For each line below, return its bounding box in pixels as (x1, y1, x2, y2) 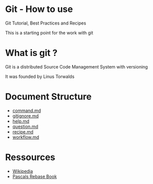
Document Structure (5, 91, 92, 102)
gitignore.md (12, 112, 39, 118)
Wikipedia (12, 168, 33, 174)
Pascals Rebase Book (12, 173, 57, 179)
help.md (12, 118, 30, 124)
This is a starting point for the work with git (5, 29, 94, 35)
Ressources (5, 151, 56, 163)
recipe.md (12, 128, 33, 134)
